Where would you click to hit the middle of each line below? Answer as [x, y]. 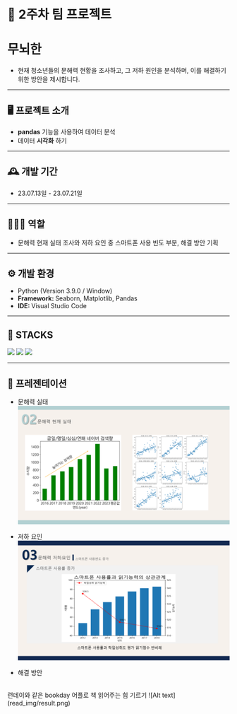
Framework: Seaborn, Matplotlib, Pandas [77, 298]
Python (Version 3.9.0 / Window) [65, 291]
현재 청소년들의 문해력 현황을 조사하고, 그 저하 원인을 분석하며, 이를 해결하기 [122, 71]
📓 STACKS [30, 335]
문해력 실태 [33, 402]
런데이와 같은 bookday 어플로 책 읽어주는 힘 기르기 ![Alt [84, 695]
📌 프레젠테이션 [37, 384]
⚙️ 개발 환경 [31, 273]
